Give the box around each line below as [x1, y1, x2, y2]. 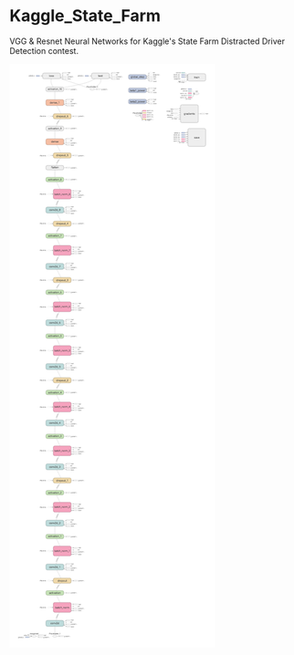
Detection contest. [9, 45, 79, 56]
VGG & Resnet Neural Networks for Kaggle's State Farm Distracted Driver [9, 36, 286, 47]
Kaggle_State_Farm [9, 5, 162, 26]
